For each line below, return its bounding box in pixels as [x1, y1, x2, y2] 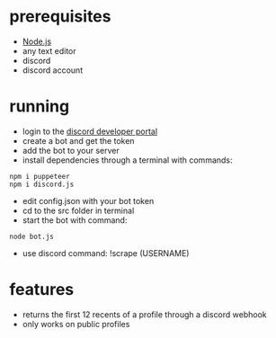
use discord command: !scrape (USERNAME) [22, 247, 190, 258]
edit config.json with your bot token [22, 195, 155, 206]
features [9, 280, 75, 300]
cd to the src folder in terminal [22, 205, 135, 216]
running [9, 96, 70, 117]
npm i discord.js [9, 180, 75, 189]
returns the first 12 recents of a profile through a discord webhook [22, 308, 267, 320]
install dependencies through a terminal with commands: [22, 155, 233, 165]
